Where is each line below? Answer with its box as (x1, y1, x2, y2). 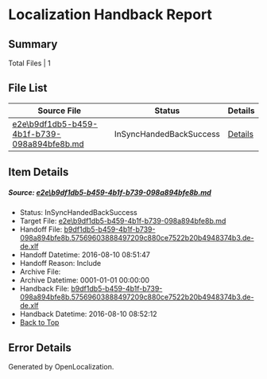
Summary (8, 37, 58, 51)
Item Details (8, 166, 69, 179)
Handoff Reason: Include (19, 259, 102, 268)
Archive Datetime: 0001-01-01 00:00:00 (19, 275, 149, 285)
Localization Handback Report (8, 6, 213, 24)
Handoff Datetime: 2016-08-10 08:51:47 (19, 250, 151, 260)
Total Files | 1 (8, 58, 51, 68)
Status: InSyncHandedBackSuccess (19, 208, 137, 217)
